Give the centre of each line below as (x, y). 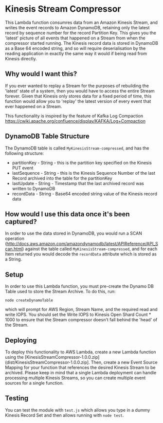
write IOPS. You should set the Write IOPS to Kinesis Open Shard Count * (78, 314)
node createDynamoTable (29, 300)
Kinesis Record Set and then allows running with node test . (64, 415)
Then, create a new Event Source (124, 362)
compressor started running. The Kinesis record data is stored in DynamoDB (81, 43)
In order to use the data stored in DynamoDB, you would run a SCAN (73, 233)
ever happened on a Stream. (34, 106)
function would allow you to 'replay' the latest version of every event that (78, 101)
